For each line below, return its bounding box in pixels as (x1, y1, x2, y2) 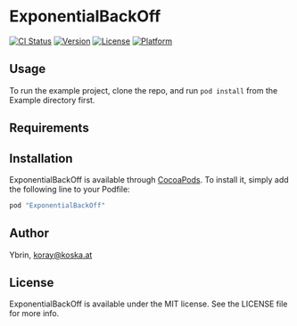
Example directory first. (9, 94, 95, 105)
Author (9, 225, 49, 241)
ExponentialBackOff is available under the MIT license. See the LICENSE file (9, 298, 288, 309)
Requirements (9, 120, 89, 135)
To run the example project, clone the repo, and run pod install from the (9, 85, 278, 95)
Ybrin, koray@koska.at (9, 249, 93, 260)
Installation (9, 151, 73, 166)
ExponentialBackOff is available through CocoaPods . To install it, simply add (9, 174, 289, 184)
